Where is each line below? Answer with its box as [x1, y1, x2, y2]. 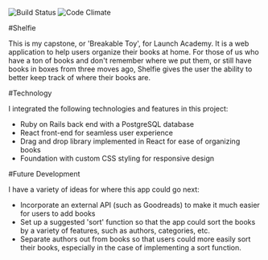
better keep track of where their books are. [8, 73, 151, 82]
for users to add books [19, 209, 96, 218]
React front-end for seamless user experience [19, 128, 173, 137]
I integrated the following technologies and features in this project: [8, 104, 229, 113]
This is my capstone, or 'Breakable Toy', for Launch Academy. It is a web [8, 39, 249, 48]
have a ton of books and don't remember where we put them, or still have [8, 56, 252, 65]
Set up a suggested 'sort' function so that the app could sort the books [19, 217, 256, 226]
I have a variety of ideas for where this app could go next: [8, 185, 200, 194]
